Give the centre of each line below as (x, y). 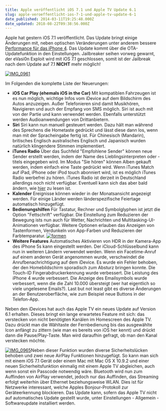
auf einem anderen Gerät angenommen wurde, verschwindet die (78, 257)
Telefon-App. (26, 300)
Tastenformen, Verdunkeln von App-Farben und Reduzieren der (77, 231)
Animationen (25, 225)
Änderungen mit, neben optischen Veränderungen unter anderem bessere (81, 43)
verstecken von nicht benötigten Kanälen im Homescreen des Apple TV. (79, 319)
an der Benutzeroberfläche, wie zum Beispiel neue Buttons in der (79, 294)
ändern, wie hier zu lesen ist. (42, 188)
